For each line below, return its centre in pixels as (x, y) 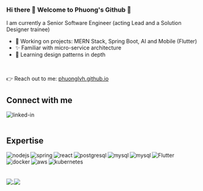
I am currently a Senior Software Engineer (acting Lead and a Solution (94, 23)
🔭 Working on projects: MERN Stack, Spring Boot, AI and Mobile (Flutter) (106, 41)
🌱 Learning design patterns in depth (60, 55)
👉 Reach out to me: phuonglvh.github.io (58, 79)
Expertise (25, 141)
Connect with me (40, 100)
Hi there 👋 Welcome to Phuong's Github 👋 (69, 10)
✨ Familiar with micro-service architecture (68, 48)
